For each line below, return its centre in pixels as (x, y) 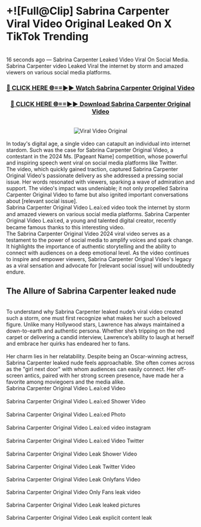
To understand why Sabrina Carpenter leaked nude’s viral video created (95, 312)
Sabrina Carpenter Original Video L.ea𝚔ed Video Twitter (75, 441)
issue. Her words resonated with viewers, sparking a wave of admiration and (100, 182)
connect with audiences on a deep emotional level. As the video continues (98, 253)
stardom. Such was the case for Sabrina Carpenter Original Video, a (90, 150)
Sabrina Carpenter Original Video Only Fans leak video (73, 492)
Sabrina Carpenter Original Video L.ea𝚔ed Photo (66, 414)
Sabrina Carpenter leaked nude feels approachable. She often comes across (100, 363)
